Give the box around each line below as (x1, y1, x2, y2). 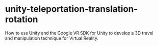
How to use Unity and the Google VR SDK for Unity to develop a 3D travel (5, 30, 154, 36)
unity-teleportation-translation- (5, 3, 138, 15)
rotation (5, 14, 38, 25)
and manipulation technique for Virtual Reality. (5, 35, 99, 41)
